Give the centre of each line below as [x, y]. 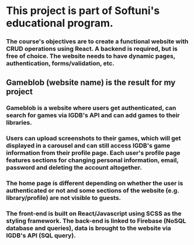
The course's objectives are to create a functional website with [97, 42]
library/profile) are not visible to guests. [64, 198]
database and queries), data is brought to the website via [89, 228]
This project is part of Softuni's [83, 11]
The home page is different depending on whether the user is [95, 184]
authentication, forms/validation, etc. [60, 64]
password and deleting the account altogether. [74, 168]
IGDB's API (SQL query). [41, 236]
